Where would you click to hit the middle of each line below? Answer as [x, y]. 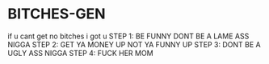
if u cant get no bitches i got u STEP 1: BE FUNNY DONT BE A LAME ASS [128, 36]
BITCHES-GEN [57, 14]
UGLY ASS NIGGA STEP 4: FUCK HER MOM [81, 53]
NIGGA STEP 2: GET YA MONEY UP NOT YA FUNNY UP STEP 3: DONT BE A [134, 44]
